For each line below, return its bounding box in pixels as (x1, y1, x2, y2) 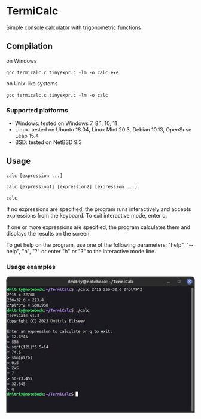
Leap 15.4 (14, 133, 39, 140)
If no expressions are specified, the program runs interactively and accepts (6, 205, 191, 213)
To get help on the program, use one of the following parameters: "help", (6, 241, 185, 249)
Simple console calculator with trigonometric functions (6, 24, 141, 31)
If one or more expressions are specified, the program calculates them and (6, 223, 190, 231)
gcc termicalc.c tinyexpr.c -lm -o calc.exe (6, 69, 119, 75)
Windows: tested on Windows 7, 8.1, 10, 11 (14, 120, 117, 127)
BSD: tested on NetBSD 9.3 (14, 139, 82, 146)
